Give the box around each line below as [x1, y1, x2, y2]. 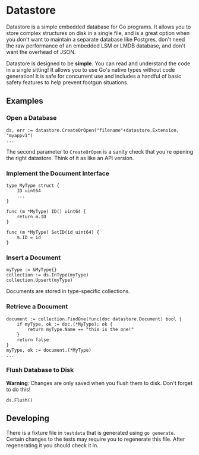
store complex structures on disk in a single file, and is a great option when [6, 29, 190, 36]
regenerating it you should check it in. [6, 441, 99, 448]
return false [17, 336, 49, 343]
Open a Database [6, 114, 57, 122]
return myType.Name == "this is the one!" [27, 326, 134, 332]
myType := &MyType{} [6, 267, 58, 273]
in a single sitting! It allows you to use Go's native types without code [6, 66, 175, 73]
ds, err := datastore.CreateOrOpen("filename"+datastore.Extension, [6, 127, 179, 133]
